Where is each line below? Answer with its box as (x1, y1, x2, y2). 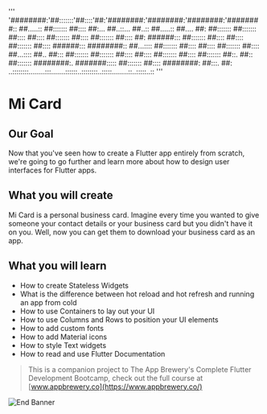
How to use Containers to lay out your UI (19, 306, 155, 316)
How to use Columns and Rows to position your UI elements (19, 314, 219, 325)
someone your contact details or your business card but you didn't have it (8, 218, 253, 228)
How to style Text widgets (19, 340, 107, 350)
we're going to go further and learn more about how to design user (8, 157, 230, 166)
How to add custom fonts (19, 323, 105, 333)
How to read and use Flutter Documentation (19, 349, 166, 358)
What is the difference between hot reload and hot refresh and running (19, 289, 255, 299)
